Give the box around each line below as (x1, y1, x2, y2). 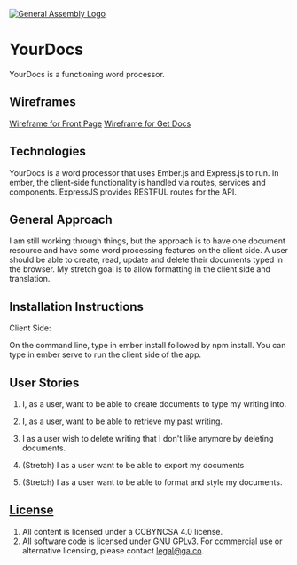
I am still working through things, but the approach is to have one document (9, 235, 286, 246)
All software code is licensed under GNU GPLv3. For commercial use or (21, 536, 283, 546)
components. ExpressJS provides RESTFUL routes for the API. (9, 187, 237, 197)
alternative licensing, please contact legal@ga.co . (21, 545, 205, 555)
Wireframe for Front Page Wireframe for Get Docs (9, 118, 191, 129)
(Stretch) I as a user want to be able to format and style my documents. (21, 477, 283, 488)
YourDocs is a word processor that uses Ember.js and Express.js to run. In (9, 167, 279, 178)
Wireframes (9, 94, 77, 110)
